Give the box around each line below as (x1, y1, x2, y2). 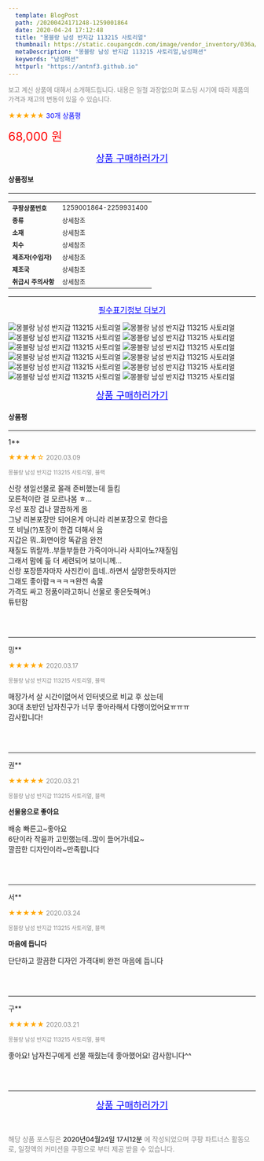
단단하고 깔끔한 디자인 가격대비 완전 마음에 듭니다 (8, 956, 163, 966)
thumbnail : (15, 41, 51, 49)
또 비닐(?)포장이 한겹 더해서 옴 (8, 526, 104, 535)
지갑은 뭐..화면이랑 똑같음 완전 (8, 536, 104, 545)
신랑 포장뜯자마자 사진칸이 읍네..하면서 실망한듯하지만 (8, 566, 177, 576)
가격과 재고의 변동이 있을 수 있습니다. (8, 95, 112, 103)
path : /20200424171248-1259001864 (15, 19, 128, 27)
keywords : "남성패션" (15, 56, 80, 64)
